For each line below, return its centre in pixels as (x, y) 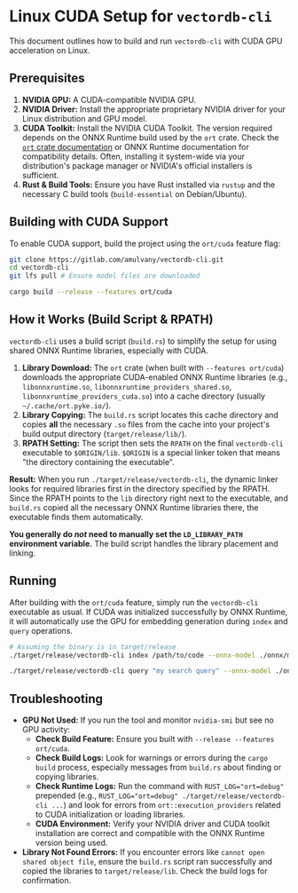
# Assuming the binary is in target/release (93, 647)
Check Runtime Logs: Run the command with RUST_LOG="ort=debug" (160, 786)
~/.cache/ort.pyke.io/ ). (67, 405)
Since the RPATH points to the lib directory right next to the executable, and (149, 498)
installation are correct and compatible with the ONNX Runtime (150, 834)
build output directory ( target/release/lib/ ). (105, 433)
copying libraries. (67, 777)
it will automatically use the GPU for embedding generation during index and (149, 621)
